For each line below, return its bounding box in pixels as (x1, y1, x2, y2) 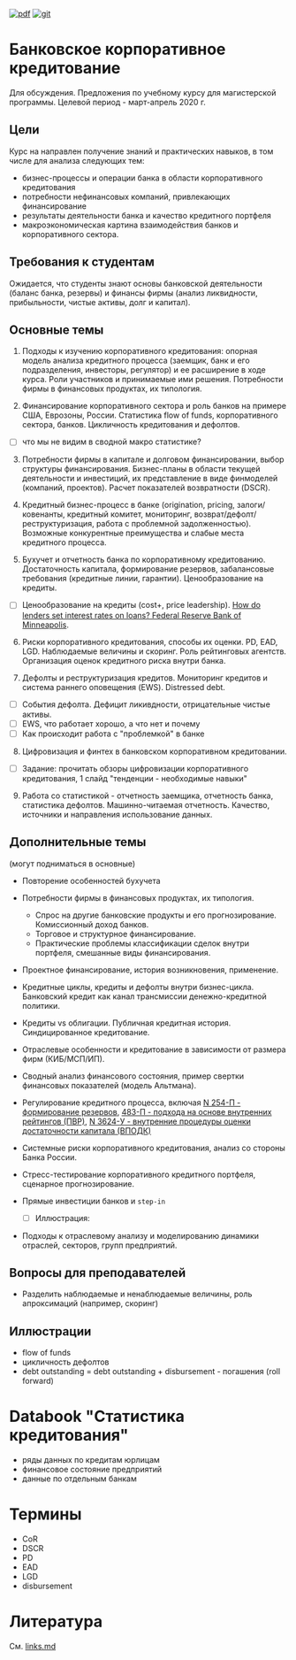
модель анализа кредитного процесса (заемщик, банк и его (21, 355, 250, 366)
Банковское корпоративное (9, 40, 226, 59)
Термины (9, 1504, 82, 1525)
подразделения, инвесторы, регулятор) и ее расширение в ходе (21, 365, 267, 375)
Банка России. (21, 1151, 78, 1163)
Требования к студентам (9, 255, 155, 270)
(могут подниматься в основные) (9, 858, 136, 869)
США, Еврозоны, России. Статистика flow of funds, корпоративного (21, 410, 278, 420)
